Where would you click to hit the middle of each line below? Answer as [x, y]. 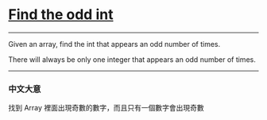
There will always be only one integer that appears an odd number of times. [132, 59]
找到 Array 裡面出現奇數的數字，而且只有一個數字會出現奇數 [106, 108]
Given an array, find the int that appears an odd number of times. [114, 44]
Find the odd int [61, 15]
